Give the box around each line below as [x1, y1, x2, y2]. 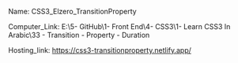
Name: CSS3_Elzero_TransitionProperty [8, 7, 137, 16]
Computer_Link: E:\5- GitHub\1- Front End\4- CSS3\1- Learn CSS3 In [8, 22, 231, 31]
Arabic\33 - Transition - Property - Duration [8, 31, 150, 39]
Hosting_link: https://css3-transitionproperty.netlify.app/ [8, 46, 192, 54]
